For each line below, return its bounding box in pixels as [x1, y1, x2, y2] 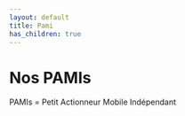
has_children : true [9, 29, 82, 38]
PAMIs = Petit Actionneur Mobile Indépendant [9, 97, 176, 107]
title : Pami [9, 21, 53, 30]
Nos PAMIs [9, 67, 92, 88]
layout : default [9, 12, 69, 22]
